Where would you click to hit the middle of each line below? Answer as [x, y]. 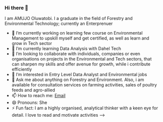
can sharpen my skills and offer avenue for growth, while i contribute [81, 64]
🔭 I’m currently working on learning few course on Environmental [77, 33]
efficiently [22, 69]
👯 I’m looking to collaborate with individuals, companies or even [76, 54]
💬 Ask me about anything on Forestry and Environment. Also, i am [78, 80]
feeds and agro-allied [33, 90]
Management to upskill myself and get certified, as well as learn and [81, 38]
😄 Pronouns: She [29, 102]
